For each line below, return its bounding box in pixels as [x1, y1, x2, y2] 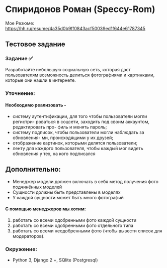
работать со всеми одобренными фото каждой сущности [12, 217, 137, 223]
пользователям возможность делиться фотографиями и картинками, [5, 72, 155, 78]
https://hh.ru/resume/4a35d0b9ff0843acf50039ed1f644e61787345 [5, 25, 146, 31]
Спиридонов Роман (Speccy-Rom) [5, 4, 155, 15]
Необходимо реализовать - [5, 102, 66, 108]
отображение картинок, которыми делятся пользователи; [12, 140, 137, 146]
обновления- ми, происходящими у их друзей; [12, 135, 113, 141]
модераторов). [12, 233, 45, 239]
